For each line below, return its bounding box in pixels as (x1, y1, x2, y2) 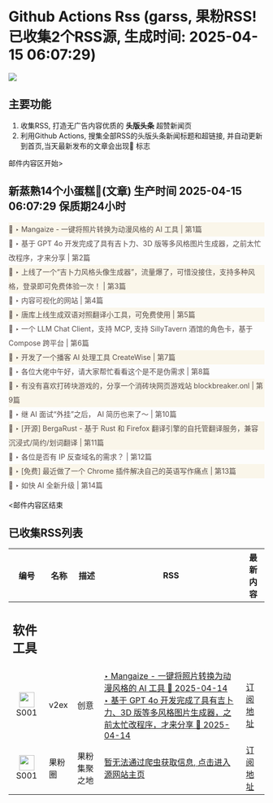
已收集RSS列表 (8, 526, 84, 540)
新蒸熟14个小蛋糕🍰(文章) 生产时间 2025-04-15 (8, 184, 242, 198)
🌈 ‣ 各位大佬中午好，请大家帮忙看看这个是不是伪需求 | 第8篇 (8, 367, 210, 376)
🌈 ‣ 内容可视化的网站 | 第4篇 (8, 295, 104, 305)
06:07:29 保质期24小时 (8, 200, 127, 214)
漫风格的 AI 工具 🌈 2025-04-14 (104, 682, 228, 693)
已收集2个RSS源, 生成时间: (8, 28, 187, 46)
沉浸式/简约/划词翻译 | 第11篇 (8, 437, 105, 447)
